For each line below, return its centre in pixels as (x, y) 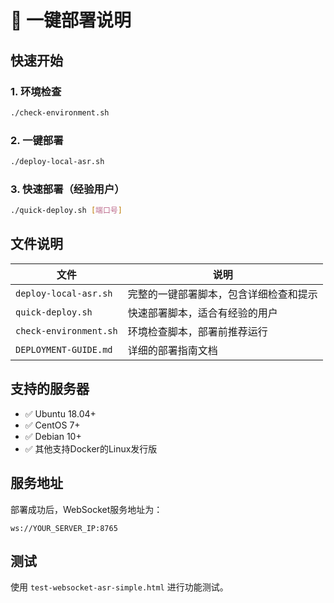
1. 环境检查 (36, 91)
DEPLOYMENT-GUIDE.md (64, 349)
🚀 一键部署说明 (71, 20)
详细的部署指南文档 (172, 350)
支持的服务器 (50, 389)
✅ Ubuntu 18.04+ (60, 413)
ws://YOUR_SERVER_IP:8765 (64, 528)
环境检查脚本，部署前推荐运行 (197, 331)
